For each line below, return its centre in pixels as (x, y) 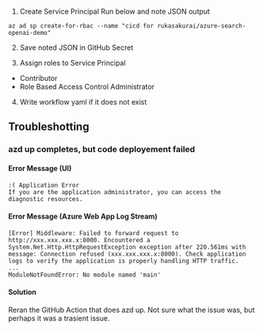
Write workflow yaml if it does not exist (83, 102)
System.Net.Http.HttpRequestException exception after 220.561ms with (127, 247)
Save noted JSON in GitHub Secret (76, 48)
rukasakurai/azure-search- (202, 26)
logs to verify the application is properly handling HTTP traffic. (124, 261)
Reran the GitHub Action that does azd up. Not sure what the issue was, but (131, 310)
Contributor (38, 78)
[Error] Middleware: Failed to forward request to (93, 233)
